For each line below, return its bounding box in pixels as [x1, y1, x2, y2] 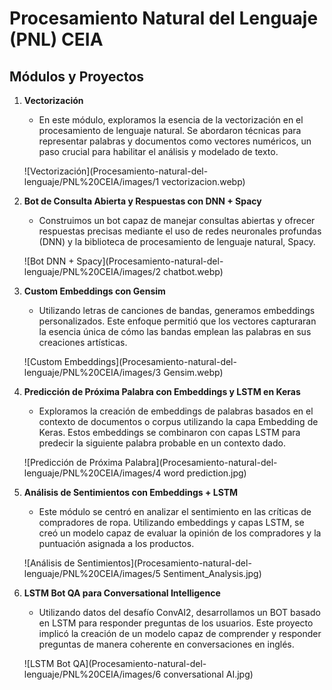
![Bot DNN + [23, 255, 75, 267]
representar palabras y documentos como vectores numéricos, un [38, 135, 312, 147]
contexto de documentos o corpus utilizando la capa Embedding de [38, 416, 319, 427]
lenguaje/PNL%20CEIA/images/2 [23, 266, 162, 277]
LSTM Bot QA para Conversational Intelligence [23, 587, 221, 599]
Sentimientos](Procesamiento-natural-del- [77, 557, 252, 569]
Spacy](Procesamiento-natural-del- [76, 255, 224, 267]
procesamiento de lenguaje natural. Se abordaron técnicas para [38, 125, 302, 136]
